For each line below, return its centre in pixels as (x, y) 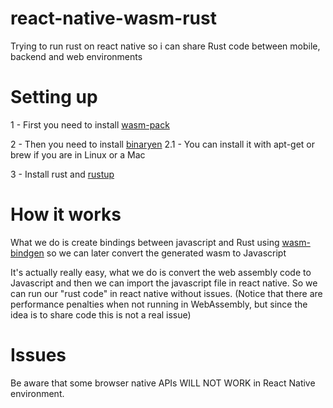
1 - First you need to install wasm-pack (90, 124)
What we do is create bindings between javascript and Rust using (145, 242)
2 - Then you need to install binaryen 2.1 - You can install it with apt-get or (163, 144)
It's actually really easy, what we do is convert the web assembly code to (161, 272)
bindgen (27, 253)
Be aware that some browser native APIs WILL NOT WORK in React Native (163, 383)
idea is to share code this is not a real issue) (101, 314)
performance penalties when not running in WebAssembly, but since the (159, 304)
